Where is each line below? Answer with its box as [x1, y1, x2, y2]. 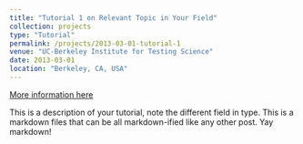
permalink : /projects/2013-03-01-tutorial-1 [9, 38, 181, 48]
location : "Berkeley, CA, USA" [9, 65, 128, 74]
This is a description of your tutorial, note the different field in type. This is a [9, 107, 294, 118]
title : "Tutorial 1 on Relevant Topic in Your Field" [9, 13, 218, 23]
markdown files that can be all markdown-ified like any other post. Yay [9, 116, 274, 128]
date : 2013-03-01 [9, 56, 76, 65]
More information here [9, 88, 94, 100]
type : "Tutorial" [9, 30, 76, 39]
